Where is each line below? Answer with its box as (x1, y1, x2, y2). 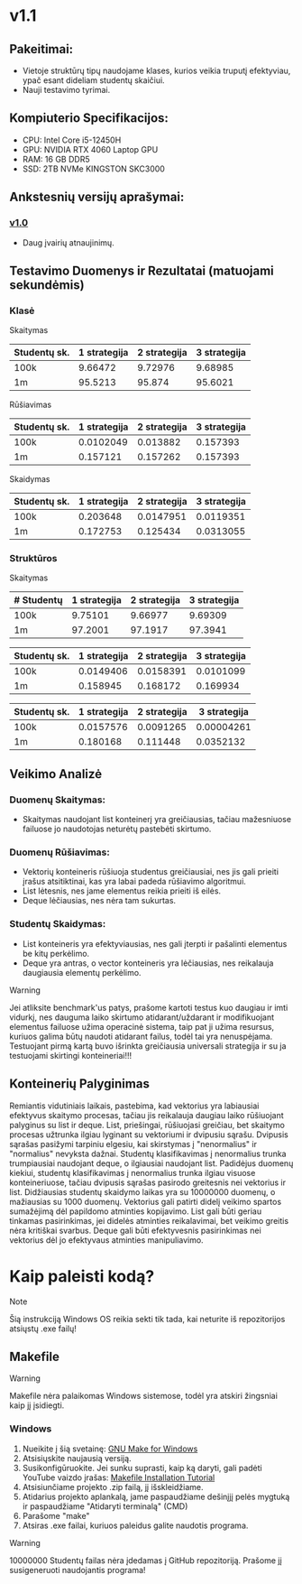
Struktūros (9, 552, 58, 565)
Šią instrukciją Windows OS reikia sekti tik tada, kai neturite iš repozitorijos (9, 1313, 286, 1324)
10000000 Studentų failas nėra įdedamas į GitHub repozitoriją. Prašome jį (9, 1554, 282, 1566)
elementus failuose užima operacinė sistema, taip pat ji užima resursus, (9, 1021, 275, 1032)
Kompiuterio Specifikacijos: (9, 110, 169, 126)
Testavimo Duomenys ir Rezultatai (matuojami (9, 263, 275, 278)
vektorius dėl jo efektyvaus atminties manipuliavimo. (9, 1234, 205, 1246)
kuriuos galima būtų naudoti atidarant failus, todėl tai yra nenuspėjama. (9, 1031, 273, 1042)
